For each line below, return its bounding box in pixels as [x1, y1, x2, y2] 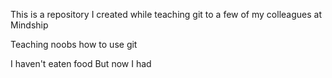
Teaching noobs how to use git [10, 39, 138, 50]
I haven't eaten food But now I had [10, 58, 152, 69]
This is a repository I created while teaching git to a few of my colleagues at [10, 9, 322, 20]
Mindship [10, 19, 49, 31]
